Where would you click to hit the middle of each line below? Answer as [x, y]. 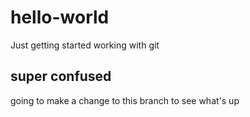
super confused [61, 76]
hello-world [60, 17]
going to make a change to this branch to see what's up [125, 100]
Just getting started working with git [85, 45]
